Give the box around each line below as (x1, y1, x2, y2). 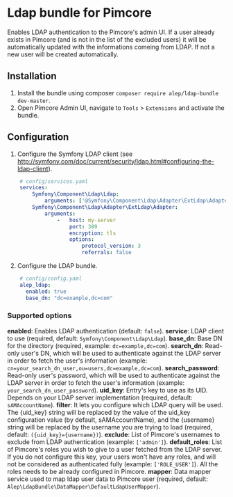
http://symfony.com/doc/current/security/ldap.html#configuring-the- (17, 157, 215, 165)
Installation (7, 70, 57, 82)
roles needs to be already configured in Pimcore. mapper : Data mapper (7, 467, 212, 475)
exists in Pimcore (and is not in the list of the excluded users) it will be (7, 35, 207, 43)
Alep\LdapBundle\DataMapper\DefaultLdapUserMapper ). (7, 482, 161, 490)
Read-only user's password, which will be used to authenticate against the (7, 371, 221, 379)
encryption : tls (69, 230, 116, 237)
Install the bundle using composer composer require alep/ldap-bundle (17, 88, 219, 97)
